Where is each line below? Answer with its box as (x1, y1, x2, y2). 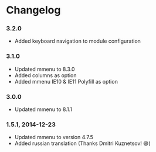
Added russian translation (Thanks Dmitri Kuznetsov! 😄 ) (14, 140, 151, 147)
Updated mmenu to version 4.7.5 (14, 134, 94, 141)
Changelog (6, 4, 61, 17)
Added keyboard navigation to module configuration (14, 37, 141, 44)
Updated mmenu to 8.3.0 (14, 65, 75, 72)
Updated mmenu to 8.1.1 (14, 106, 72, 113)
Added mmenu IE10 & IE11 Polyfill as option (14, 78, 118, 85)
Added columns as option (14, 71, 77, 79)
